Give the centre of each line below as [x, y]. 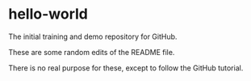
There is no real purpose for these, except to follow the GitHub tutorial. [126, 68]
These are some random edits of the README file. [92, 52]
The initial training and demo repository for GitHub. [93, 36]
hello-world [48, 14]
